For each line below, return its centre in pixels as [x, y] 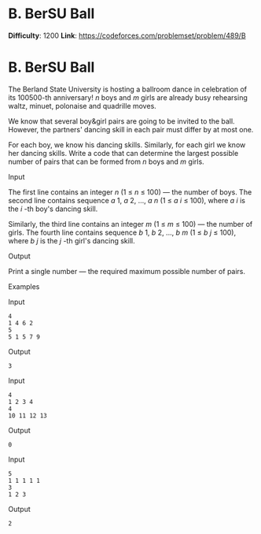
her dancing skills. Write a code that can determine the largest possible [123, 153]
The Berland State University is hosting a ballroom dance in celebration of [128, 89]
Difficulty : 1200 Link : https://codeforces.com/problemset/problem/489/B [127, 35]
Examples [24, 286]
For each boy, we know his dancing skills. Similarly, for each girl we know [127, 145]
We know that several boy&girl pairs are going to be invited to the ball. [121, 121]
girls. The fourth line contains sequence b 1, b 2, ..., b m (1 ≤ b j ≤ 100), [122, 232]
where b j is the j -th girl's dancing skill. [72, 240]
